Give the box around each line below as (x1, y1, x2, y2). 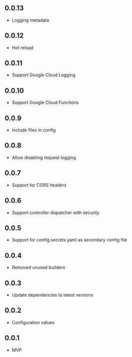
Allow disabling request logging (11, 154, 76, 160)
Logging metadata (11, 17, 49, 23)
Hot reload (11, 45, 34, 51)
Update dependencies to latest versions (11, 292, 93, 298)
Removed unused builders (11, 264, 65, 270)
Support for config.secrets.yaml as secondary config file (11, 237, 127, 243)
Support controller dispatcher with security (11, 209, 100, 215)
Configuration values (11, 319, 55, 325)
